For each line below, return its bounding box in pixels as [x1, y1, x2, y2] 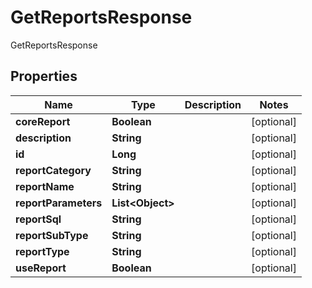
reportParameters [15, 196, 103, 210]
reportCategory [15, 163, 92, 177]
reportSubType [15, 228, 89, 242]
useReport [15, 261, 67, 275]
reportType [15, 244, 70, 258]
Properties [10, 68, 78, 85]
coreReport [15, 114, 71, 128]
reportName [15, 179, 75, 193]
